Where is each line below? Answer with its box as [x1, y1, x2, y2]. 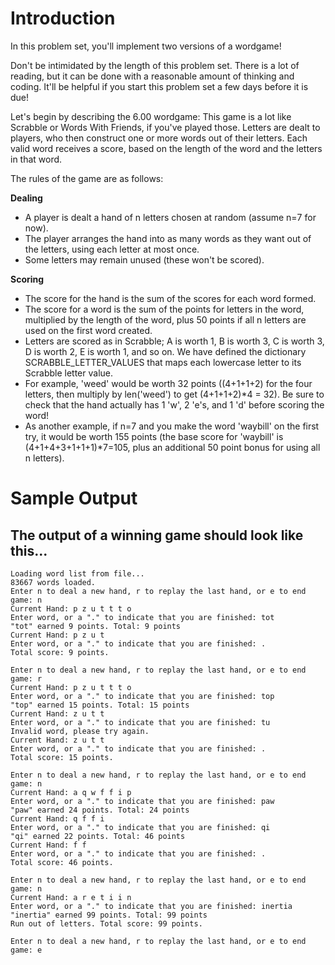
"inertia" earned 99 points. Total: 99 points [10, 910, 208, 920]
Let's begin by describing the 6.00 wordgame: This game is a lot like [10, 110, 292, 122]
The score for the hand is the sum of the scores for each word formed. [24, 292, 317, 304]
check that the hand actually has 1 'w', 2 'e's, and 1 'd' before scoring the [24, 398, 325, 411]
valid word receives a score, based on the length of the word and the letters [10, 142, 323, 154]
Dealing [10, 192, 43, 204]
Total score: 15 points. [10, 752, 114, 762]
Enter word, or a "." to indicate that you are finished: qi [10, 822, 271, 832]
